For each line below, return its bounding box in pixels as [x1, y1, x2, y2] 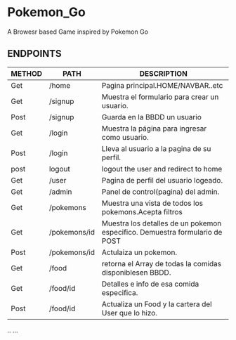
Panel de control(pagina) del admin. [101, 187, 220, 197]
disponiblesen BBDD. [101, 268, 171, 277]
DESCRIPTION [139, 68, 188, 78]
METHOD [11, 68, 43, 78]
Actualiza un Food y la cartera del [101, 299, 212, 309]
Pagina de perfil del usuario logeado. [101, 175, 223, 185]
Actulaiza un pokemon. [101, 247, 178, 257]
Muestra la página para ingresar [101, 124, 207, 133]
